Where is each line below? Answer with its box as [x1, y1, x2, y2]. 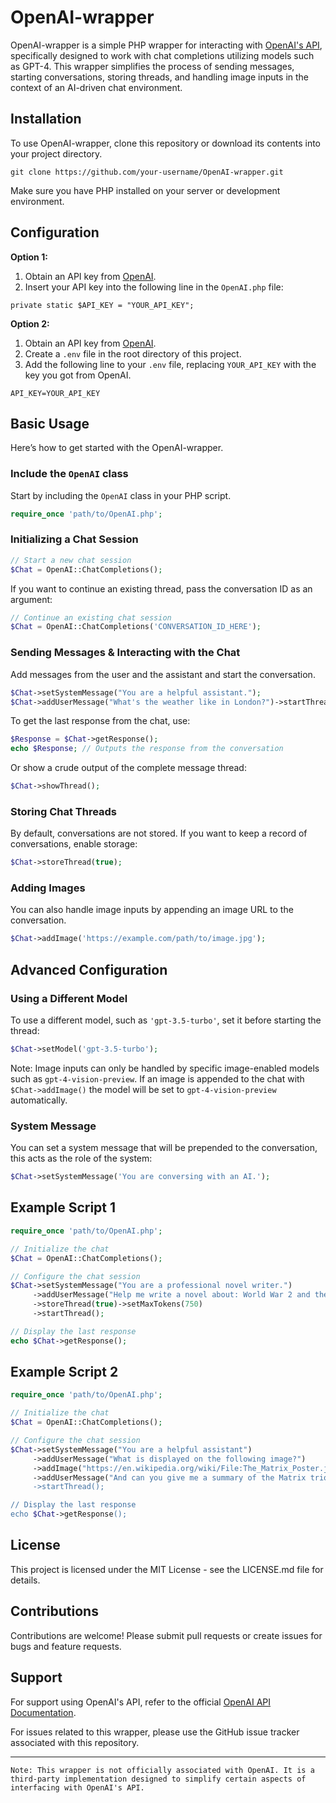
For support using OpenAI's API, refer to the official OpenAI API [10, 1696, 272, 1708]
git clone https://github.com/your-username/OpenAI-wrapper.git [10, 167, 284, 177]
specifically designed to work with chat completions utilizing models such [10, 49, 315, 61]
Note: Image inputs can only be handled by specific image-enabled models [10, 1062, 320, 1074]
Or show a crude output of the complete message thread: [10, 762, 247, 774]
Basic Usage [10, 415, 90, 432]
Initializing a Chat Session [10, 532, 139, 546]
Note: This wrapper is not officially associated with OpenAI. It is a [10, 1765, 315, 1775]
